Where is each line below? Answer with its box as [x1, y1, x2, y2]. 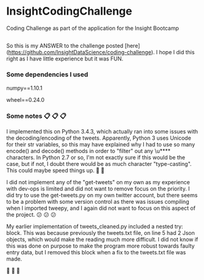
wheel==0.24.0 [6, 96, 44, 103]
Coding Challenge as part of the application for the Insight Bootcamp [6, 24, 179, 32]
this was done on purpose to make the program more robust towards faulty [6, 242, 195, 249]
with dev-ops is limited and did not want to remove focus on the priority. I [6, 185, 190, 192]
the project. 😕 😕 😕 [6, 210, 57, 218]
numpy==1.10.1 [6, 84, 43, 92]
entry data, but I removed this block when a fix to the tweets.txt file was [6, 248, 186, 256]
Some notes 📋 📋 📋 [6, 112, 67, 120]
